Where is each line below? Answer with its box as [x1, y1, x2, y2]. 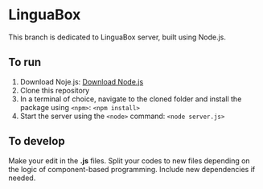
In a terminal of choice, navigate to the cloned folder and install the [19, 94, 242, 104]
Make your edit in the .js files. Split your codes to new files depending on [8, 155, 251, 166]
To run [8, 55, 42, 69]
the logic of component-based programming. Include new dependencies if [8, 164, 256, 174]
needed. [8, 173, 36, 183]
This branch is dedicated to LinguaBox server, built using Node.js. [8, 32, 227, 42]
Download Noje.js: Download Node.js [19, 76, 144, 86]
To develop [8, 134, 66, 148]
